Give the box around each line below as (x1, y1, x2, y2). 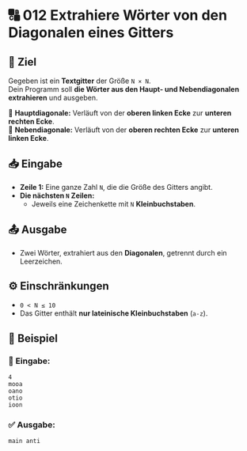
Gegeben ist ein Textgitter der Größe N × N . (8, 76, 151, 85)
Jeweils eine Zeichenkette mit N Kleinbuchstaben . (31, 199, 196, 208)
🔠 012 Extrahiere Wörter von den (8, 6, 228, 25)
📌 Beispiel (8, 332, 58, 345)
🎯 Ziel (8, 55, 37, 69)
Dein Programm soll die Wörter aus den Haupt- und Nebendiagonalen (8, 85, 240, 93)
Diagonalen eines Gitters (8, 24, 174, 42)
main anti (8, 438, 41, 445)
